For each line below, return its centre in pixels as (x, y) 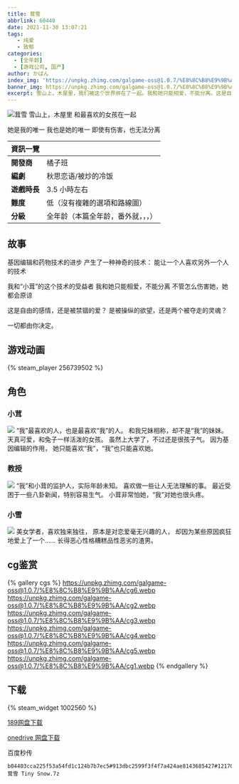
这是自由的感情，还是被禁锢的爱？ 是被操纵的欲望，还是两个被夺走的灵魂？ (117, 310)
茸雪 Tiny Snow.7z (33, 773)
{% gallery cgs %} (34, 582)
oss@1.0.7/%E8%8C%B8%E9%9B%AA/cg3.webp (81, 620)
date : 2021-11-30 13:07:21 (47, 27)
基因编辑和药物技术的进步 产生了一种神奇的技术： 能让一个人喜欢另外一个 (115, 262)
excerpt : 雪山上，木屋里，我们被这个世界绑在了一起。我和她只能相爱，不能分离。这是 (117, 93)
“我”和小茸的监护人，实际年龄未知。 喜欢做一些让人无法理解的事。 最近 (121, 486)
